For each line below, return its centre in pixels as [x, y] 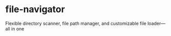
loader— [156, 23]
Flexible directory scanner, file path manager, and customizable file [76, 23]
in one [18, 28]
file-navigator [35, 9]
